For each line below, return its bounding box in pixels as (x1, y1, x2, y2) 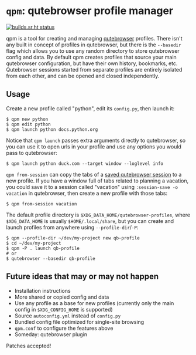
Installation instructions (14, 287, 71, 294)
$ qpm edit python (6, 121, 51, 127)
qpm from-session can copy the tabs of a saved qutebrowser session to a (6, 171, 182, 178)
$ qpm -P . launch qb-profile (6, 245, 80, 251)
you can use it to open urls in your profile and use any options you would (6, 143, 181, 150)
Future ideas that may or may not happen (6, 272, 159, 282)
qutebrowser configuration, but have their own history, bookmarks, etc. (6, 60, 178, 67)
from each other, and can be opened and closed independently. (6, 72, 160, 79)
